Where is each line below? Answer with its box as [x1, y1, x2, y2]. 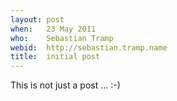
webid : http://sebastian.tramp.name [10, 42, 168, 53]
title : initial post [10, 52, 101, 62]
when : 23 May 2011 [10, 24, 97, 34]
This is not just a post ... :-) [10, 79, 121, 91]
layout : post [10, 14, 65, 25]
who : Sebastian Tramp [10, 33, 114, 43]
